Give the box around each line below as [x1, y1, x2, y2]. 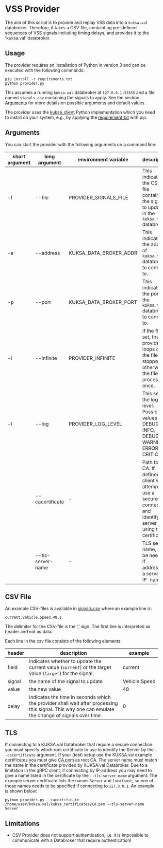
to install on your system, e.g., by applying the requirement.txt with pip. [5, 114, 147, 120]
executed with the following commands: [5, 67, 85, 73]
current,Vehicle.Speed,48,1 [5, 615, 62, 620]
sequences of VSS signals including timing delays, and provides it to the [5, 30, 149, 36]
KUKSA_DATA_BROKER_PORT [68, 298, 137, 305]
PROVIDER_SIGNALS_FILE [68, 194, 129, 201]
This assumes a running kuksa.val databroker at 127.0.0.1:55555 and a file [5, 89, 155, 95]
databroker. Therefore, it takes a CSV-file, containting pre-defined [5, 24, 137, 30]
